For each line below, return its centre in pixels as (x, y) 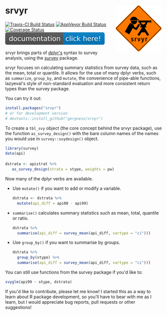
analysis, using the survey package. (42, 58)
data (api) (15, 154)
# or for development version (37, 113)
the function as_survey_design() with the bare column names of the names (82, 133)
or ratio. (20, 218)
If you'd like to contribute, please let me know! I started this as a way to (78, 291)
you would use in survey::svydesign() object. (52, 139)
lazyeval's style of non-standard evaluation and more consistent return (78, 83)
